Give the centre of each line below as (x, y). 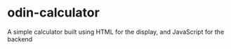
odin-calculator (53, 13)
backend (20, 39)
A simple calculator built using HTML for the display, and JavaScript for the (116, 32)
